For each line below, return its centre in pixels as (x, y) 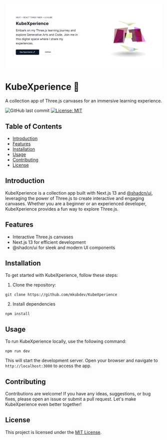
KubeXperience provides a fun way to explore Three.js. (62, 209)
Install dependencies (34, 304)
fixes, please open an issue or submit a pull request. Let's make (71, 399)
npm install (17, 314)
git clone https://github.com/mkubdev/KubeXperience (61, 295)
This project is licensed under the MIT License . (53, 432)
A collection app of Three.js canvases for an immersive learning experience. (84, 101)
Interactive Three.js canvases (43, 237)
